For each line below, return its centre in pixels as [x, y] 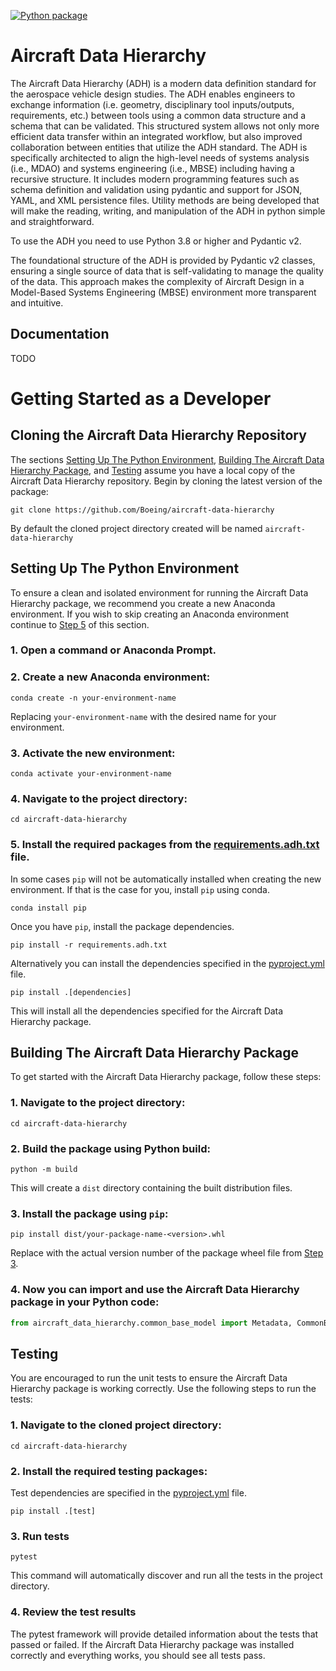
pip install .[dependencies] [71, 992]
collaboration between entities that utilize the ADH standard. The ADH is [159, 147]
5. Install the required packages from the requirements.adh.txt [165, 845]
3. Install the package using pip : [89, 1213]
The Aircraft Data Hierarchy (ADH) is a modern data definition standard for [163, 83]
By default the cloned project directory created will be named [136, 528]
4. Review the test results [73, 1612]
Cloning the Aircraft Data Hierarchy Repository [158, 435]
